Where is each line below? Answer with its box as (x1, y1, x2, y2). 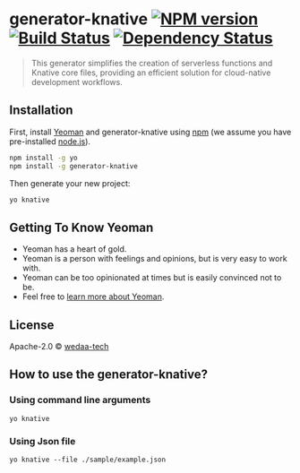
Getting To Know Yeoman (9, 219, 154, 235)
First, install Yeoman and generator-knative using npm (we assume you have (9, 126, 292, 137)
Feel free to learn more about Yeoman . (21, 291, 165, 302)
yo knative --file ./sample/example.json (9, 455, 167, 464)
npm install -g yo (9, 153, 78, 162)
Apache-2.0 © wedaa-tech (9, 341, 109, 351)
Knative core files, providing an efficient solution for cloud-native (30, 67, 271, 78)
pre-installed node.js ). (9, 135, 91, 147)
